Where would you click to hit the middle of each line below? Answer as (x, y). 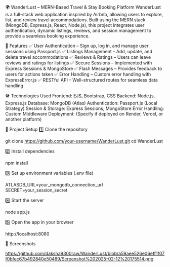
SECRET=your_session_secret (36, 190)
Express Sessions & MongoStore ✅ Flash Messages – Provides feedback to (84, 68)
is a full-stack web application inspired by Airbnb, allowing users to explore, (84, 14)
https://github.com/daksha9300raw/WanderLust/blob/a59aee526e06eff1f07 (85, 253)
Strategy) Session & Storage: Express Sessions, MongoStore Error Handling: (85, 108)
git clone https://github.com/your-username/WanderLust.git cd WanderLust (84, 141)
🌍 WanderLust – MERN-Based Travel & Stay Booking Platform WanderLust (83, 7)
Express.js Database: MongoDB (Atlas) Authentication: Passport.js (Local (81, 103)
